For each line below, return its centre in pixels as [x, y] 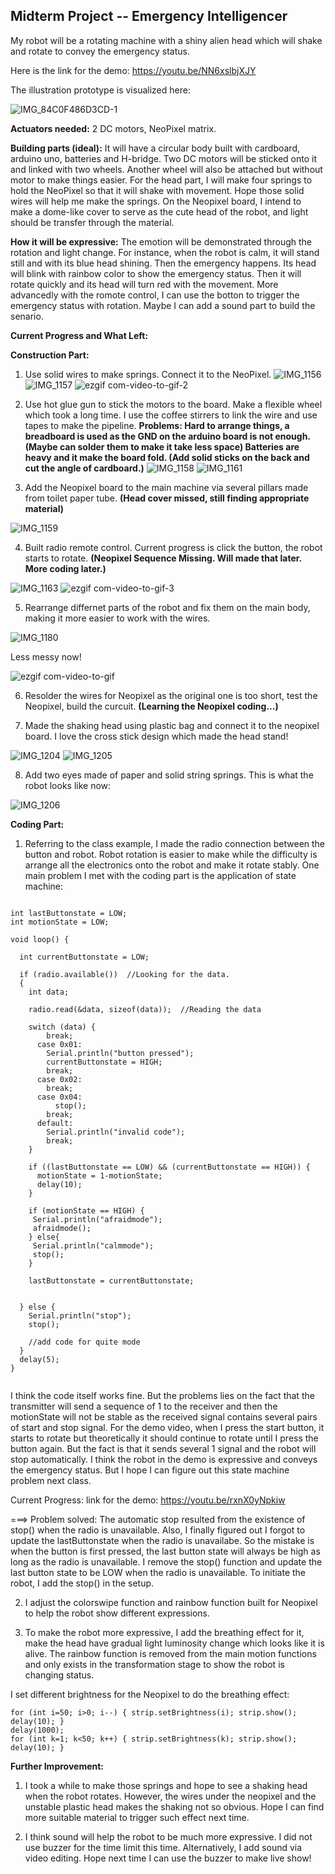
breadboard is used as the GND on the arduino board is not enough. [167, 436]
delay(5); [39, 1359]
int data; [49, 992]
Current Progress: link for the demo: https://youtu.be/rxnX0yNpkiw [148, 1500]
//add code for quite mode [84, 1342]
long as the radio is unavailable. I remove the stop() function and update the [166, 1561]
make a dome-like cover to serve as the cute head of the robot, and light [159, 211]
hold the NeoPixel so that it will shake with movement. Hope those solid [157, 190]
